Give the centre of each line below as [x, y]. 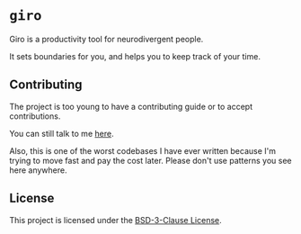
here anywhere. [38, 170]
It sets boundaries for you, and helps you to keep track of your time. [135, 56]
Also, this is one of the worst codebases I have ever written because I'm [143, 150]
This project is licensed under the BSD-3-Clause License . [115, 220]
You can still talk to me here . [62, 133]
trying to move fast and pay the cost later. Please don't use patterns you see [150, 160]
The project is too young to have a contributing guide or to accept [131, 106]
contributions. [35, 116]
